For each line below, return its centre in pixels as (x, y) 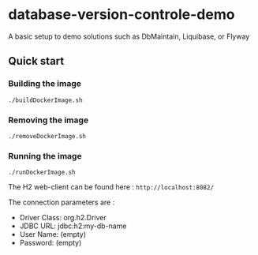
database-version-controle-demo (122, 15)
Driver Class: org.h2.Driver (63, 218)
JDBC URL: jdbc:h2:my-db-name (73, 226)
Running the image (45, 156)
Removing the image (49, 120)
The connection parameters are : (62, 202)
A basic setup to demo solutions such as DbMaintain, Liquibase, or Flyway (129, 36)
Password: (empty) (50, 243)
